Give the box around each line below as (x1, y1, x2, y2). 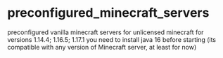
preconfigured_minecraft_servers (7, 5, 210, 21)
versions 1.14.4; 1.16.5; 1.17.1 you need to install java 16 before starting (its (7, 35, 217, 43)
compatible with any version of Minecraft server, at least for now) (7, 43, 197, 51)
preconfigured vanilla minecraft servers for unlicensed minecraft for (7, 28, 204, 36)
